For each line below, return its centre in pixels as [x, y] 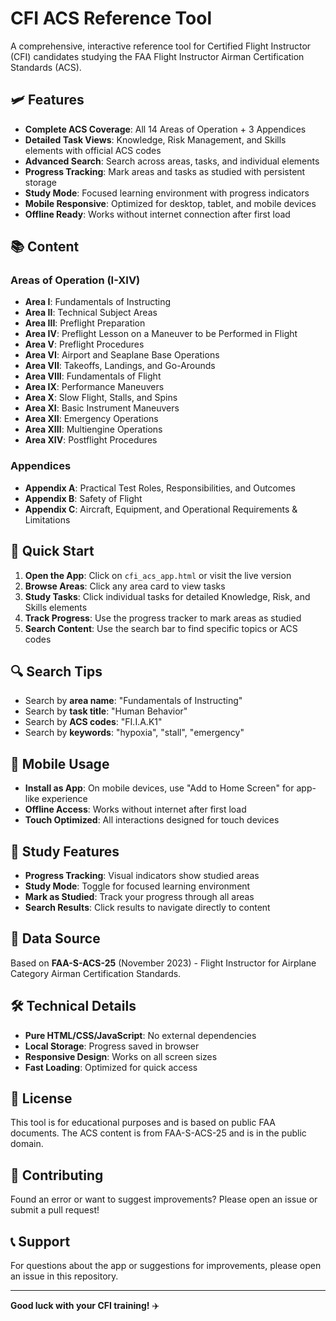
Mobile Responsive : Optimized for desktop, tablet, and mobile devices [170, 203]
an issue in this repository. [64, 1276]
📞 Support [40, 1241]
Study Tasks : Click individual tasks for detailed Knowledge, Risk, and [167, 596]
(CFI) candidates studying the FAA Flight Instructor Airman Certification [157, 56]
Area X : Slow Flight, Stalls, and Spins [101, 398]
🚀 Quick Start [52, 551]
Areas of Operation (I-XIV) [75, 280]
